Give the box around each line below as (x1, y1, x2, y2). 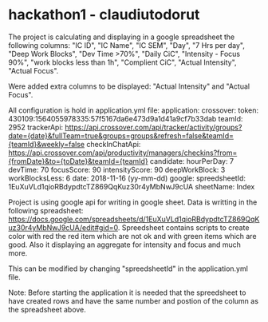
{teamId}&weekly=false (8, 139, 85, 149)
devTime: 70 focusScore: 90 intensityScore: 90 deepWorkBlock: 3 (8, 165, 226, 174)
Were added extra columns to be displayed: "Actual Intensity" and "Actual (8, 81, 250, 91)
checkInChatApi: (86, 139, 141, 149)
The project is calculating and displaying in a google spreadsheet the (8, 32, 235, 42)
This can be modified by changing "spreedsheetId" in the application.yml (8, 264, 249, 273)
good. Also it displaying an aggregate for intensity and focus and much (8, 240, 242, 249)
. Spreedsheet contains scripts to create (117, 222, 250, 233)
